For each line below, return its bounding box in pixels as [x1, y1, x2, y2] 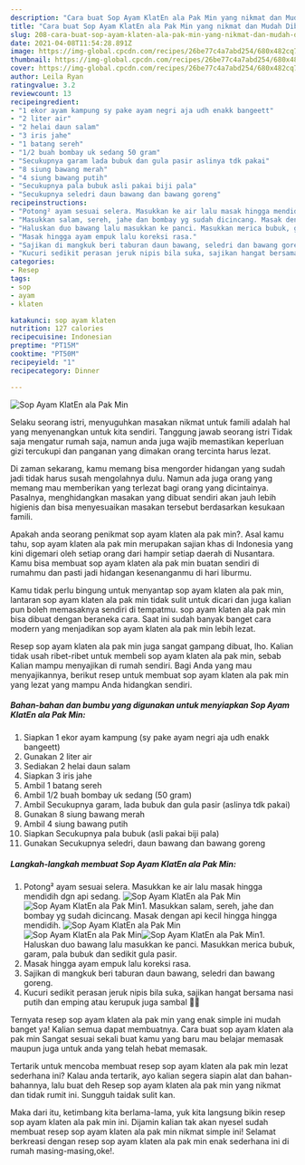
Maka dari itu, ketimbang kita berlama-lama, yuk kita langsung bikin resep [10, 1107, 286, 1118]
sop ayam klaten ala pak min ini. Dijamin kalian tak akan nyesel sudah [10, 1117, 269, 1128]
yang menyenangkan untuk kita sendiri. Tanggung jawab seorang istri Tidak [10, 426, 293, 437]
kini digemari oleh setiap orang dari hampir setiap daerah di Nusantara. [10, 548, 275, 559]
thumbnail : [10, 55, 52, 64]
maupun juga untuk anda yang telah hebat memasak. [10, 1043, 208, 1055]
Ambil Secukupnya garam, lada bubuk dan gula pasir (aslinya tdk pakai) [23, 799, 291, 810]
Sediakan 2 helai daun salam [23, 761, 130, 772]
